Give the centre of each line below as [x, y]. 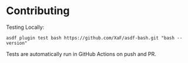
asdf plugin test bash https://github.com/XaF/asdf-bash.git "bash [90, 38]
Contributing [38, 11]
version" [17, 43]
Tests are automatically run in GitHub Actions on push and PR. [81, 54]
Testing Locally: [25, 27]
